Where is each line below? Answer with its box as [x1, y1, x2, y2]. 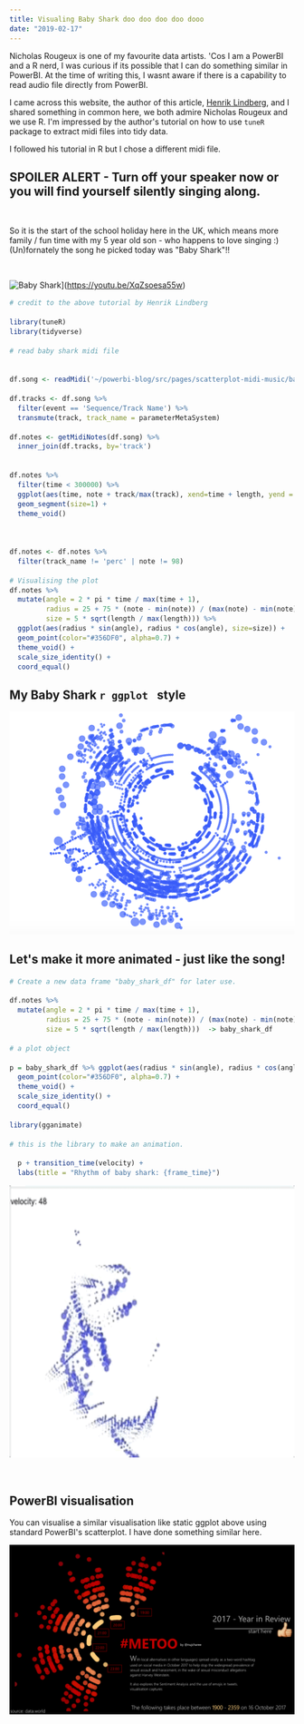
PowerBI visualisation [9, 1493, 134, 1508]
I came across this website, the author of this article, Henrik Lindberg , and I [9, 96, 290, 108]
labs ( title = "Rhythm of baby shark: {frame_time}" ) [17, 1169, 221, 1178]
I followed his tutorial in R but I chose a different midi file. [9, 143, 222, 154]
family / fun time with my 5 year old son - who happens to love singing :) [9, 235, 280, 246]
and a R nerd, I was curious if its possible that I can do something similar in [9, 60, 288, 71]
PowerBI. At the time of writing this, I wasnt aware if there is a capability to [9, 69, 287, 81]
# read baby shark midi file [9, 346, 119, 356]
